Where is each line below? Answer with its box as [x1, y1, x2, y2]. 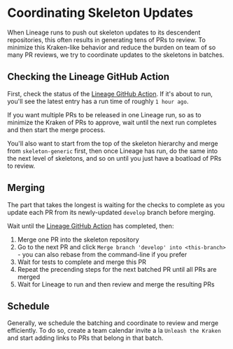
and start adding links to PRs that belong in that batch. [7, 334, 164, 342]
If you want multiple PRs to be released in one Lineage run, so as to [7, 110, 202, 119]
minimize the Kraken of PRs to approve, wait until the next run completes [7, 118, 217, 126]
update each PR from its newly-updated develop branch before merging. [7, 208, 216, 216]
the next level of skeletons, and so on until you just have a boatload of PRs [7, 154, 222, 162]
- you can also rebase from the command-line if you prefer [17, 250, 188, 258]
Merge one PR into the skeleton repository [17, 235, 140, 244]
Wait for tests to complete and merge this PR [17, 258, 147, 266]
